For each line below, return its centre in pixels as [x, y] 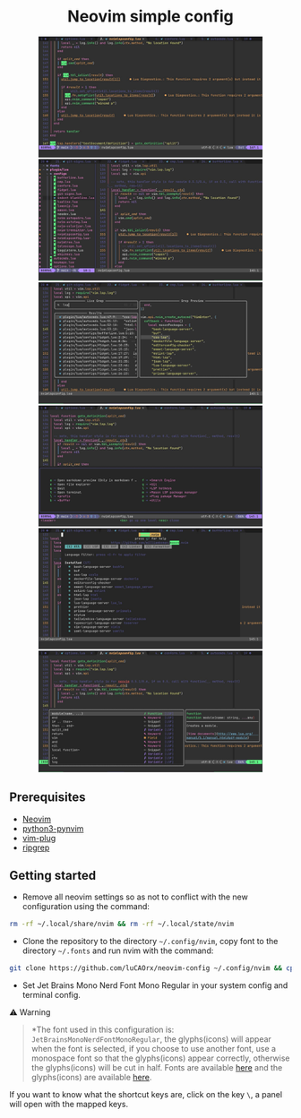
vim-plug [39, 838]
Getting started [53, 875]
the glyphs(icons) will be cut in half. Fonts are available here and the [157, 1068]
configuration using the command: [86, 907]
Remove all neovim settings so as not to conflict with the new [135, 897]
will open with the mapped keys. [69, 1105]
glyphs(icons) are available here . [91, 1078]
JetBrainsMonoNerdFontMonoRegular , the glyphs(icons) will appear [151, 1039]
